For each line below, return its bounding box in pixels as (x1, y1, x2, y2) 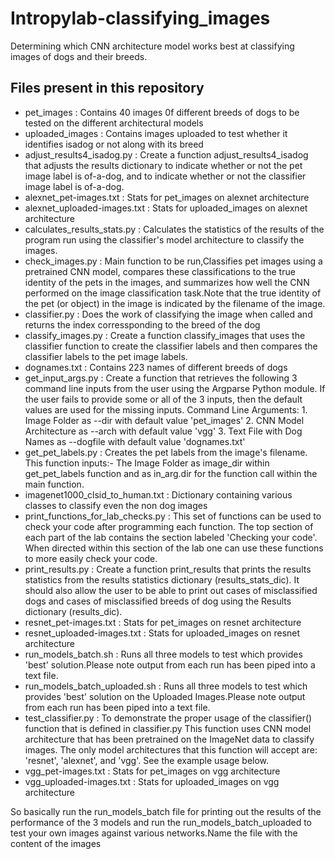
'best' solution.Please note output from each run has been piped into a (24, 658, 316, 671)
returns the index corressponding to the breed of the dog (24, 318, 261, 331)
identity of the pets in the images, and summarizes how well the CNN (24, 276, 310, 288)
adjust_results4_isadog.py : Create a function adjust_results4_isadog (24, 148, 309, 161)
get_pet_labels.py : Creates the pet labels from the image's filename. (24, 446, 308, 458)
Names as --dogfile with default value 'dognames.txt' (24, 435, 246, 447)
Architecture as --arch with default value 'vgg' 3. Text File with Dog (24, 425, 303, 437)
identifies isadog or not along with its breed (24, 138, 204, 150)
